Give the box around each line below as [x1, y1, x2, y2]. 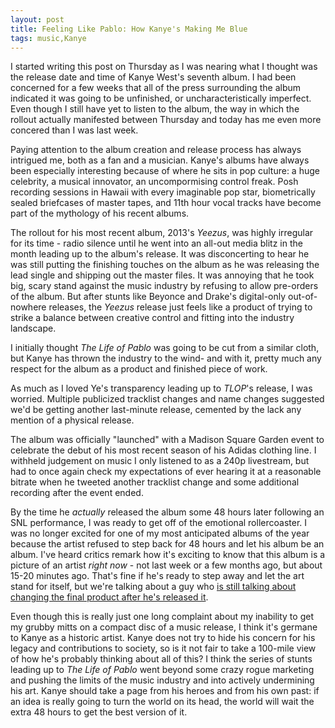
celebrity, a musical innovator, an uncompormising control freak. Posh [10, 176, 299, 188]
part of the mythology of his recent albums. [10, 207, 190, 220]
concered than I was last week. [10, 124, 139, 136]
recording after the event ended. [10, 487, 144, 499]
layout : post [10, 14, 65, 25]
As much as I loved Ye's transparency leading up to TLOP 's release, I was [10, 382, 313, 395]
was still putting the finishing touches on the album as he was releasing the [10, 259, 320, 271]
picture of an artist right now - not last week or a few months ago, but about [10, 559, 323, 571]
